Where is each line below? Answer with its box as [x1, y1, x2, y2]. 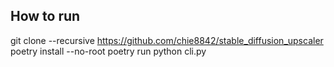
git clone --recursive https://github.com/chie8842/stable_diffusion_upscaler [10, 34, 324, 46]
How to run [10, 8, 81, 25]
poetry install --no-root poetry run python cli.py [10, 45, 207, 57]
